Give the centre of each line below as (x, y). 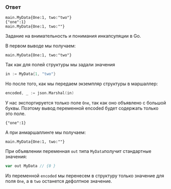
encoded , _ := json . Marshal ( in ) (40, 93)
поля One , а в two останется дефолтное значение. (59, 181)
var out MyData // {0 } (31, 166)
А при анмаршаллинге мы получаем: (46, 132)
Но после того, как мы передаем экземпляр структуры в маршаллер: (82, 84)
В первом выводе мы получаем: (41, 46)
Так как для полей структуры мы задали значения (60, 65)
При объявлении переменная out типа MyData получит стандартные (78, 151)
